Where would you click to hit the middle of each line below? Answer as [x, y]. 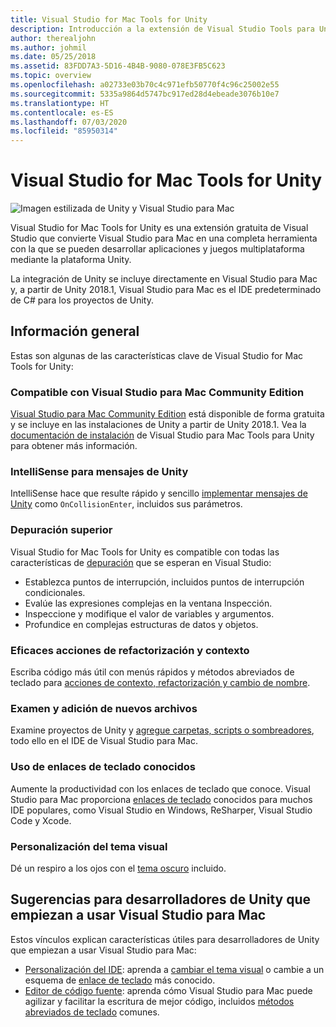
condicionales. [55, 592]
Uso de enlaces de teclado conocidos [103, 767]
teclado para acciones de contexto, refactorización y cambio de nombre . [160, 683]
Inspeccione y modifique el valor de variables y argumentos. [149, 613]
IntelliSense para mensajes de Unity [99, 472]
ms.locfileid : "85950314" [64, 131]
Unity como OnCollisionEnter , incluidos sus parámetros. [126, 504]
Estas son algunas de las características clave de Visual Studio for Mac [157, 355]
